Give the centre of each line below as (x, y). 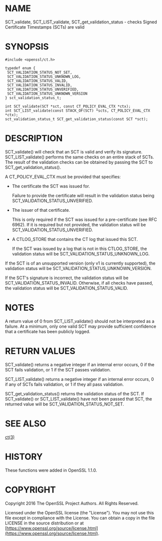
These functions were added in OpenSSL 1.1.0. (51, 470)
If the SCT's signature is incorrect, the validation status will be (67, 278)
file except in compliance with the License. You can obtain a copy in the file (80, 518)
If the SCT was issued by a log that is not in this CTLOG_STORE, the (80, 249)
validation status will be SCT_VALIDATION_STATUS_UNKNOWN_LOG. (81, 254)
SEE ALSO (26, 423)
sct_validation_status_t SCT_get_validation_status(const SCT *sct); (77, 119)
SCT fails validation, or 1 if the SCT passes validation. (58, 370)
